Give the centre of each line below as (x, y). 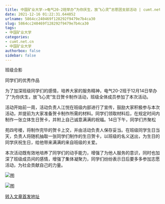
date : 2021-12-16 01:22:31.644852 (41, 14)
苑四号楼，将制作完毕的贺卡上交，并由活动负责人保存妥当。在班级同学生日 (80, 130)
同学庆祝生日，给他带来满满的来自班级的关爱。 (52, 143)
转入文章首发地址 (22, 197)
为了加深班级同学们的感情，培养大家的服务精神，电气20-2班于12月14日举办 (81, 91)
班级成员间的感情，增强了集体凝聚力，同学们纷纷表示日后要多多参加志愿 (87, 159)
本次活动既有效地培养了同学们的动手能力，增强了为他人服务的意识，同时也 (80, 153)
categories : (17, 37)
